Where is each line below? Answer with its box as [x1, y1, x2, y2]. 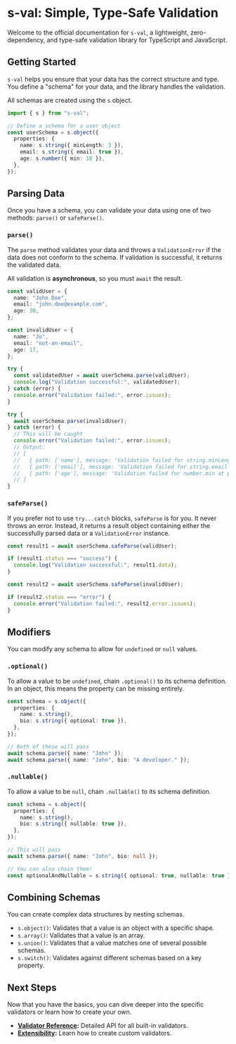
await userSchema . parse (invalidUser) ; [13, 417, 128, 424]
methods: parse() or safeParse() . [7, 213, 105, 222]
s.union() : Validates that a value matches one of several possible [17, 938, 207, 948]
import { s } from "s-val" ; [7, 109, 90, 117]
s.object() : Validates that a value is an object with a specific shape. [17, 924, 215, 932]
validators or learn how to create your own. [7, 1008, 132, 1017]
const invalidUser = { [7, 327, 74, 334]
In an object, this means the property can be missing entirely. [7, 684, 185, 693]
